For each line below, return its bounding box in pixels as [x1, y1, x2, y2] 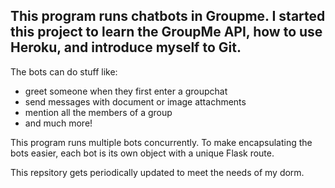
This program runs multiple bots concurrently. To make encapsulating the [10, 136, 313, 148]
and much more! [24, 117, 93, 129]
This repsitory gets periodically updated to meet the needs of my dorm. [10, 166, 305, 178]
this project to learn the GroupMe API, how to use [10, 24, 323, 41]
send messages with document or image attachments [24, 95, 247, 108]
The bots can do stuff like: [10, 65, 118, 78]
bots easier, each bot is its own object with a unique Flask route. [10, 147, 275, 159]
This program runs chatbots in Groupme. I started [10, 8, 326, 25]
